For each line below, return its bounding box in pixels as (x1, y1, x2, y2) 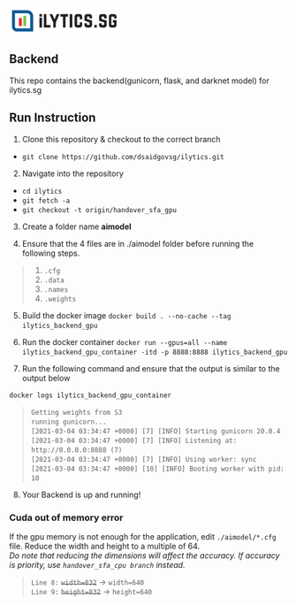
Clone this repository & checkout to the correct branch (21, 134, 221, 144)
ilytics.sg (9, 84, 42, 95)
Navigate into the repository (21, 168, 124, 179)
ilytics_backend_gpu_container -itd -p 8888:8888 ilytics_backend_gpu (21, 348, 288, 356)
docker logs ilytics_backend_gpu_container (9, 391, 172, 400)
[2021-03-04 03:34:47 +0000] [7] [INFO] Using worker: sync (30, 455, 257, 463)
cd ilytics (21, 187, 63, 195)
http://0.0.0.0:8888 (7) (30, 445, 123, 455)
